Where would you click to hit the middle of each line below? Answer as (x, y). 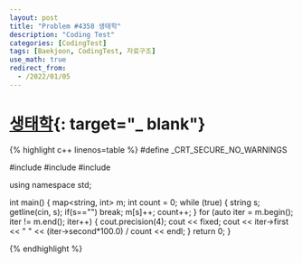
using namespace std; (51, 184)
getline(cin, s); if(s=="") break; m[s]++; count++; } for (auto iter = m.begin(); (151, 211)
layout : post (34, 18)
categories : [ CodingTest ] (58, 43)
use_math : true (38, 60)
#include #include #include (60, 167)
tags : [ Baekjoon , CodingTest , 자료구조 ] (83, 52)
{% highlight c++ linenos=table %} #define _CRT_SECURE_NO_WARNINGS (148, 149)
